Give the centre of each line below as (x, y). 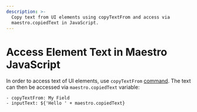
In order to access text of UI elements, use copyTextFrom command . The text (98, 81)
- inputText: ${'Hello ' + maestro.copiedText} (66, 103)
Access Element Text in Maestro (87, 52)
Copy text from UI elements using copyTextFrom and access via (91, 17)
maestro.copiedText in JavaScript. (55, 23)
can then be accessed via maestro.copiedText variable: (73, 87)
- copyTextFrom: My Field (38, 98)
